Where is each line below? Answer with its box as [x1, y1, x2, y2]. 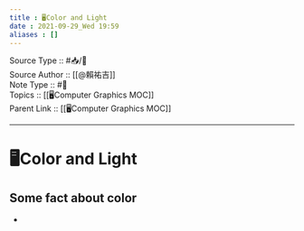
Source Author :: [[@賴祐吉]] [9, 69, 116, 80]
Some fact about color [9, 190, 138, 206]
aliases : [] [9, 30, 59, 39]
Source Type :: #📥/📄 [9, 55, 88, 66]
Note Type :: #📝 [9, 79, 68, 90]
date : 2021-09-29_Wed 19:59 [9, 22, 119, 31]
